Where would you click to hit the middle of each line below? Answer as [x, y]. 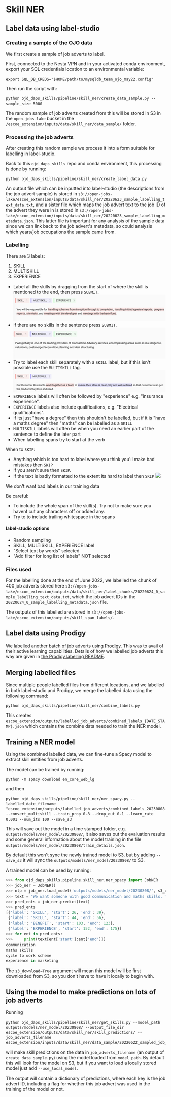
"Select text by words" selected [46, 551]
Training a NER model [40, 742]
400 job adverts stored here [35, 585]
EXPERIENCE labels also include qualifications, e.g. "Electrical [76, 407]
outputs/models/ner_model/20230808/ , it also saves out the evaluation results [85, 834]
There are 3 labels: [25, 256]
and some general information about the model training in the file [74, 839]
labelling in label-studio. [31, 154]
